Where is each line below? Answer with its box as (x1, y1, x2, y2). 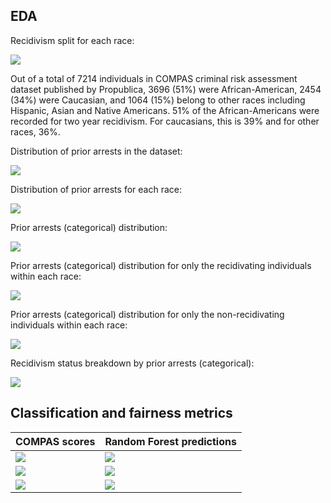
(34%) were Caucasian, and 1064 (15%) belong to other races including (10, 94, 306, 106)
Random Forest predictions (104, 434, 237, 448)
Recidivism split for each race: (10, 34, 135, 46)
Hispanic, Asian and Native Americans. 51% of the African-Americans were (10, 104, 320, 116)
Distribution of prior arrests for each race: (10, 183, 182, 195)
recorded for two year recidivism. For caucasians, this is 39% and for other (10, 115, 320, 127)
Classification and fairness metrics (10, 405, 233, 422)
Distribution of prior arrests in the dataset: (10, 145, 183, 157)
